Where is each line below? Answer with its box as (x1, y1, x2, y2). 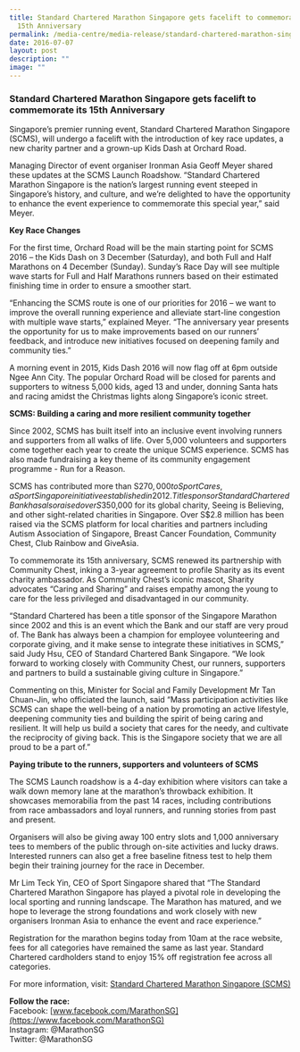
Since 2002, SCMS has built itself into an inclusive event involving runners (9, 425, 283, 436)
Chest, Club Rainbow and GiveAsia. (9, 538, 139, 549)
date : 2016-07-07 (9, 38, 74, 47)
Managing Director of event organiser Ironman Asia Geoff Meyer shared (9, 160, 273, 171)
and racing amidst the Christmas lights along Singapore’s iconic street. (9, 391, 269, 402)
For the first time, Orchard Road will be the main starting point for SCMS (9, 242, 274, 253)
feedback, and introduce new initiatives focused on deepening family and (9, 336, 279, 347)
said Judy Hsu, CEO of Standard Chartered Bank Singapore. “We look (9, 649, 265, 660)
